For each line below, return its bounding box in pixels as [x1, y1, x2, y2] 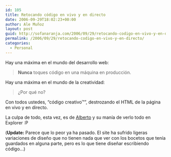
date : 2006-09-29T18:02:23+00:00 [5, 17, 76, 22]
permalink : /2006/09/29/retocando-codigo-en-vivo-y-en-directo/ [5, 36, 145, 41]
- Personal [10, 45, 33, 50]
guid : [5, 31, 17, 36]
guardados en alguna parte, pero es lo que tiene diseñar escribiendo [5, 140, 149, 146]
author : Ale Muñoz [5, 21, 44, 27]
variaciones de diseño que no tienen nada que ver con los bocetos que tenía [5, 135, 166, 141]
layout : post [5, 27, 33, 32]
